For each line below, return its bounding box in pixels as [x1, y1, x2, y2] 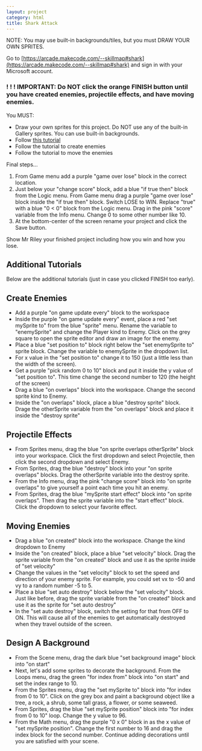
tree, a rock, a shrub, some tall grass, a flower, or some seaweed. [14, 699, 178, 706]
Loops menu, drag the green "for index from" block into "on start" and [14, 673, 190, 680]
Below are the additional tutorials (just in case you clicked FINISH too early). [6, 276, 195, 283]
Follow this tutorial [14, 136, 61, 143]
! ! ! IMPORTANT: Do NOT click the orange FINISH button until [6, 83, 188, 91]
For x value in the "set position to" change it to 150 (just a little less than [14, 354, 193, 362]
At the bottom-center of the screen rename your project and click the [14, 217, 187, 224]
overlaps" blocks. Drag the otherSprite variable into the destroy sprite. [14, 471, 190, 478]
